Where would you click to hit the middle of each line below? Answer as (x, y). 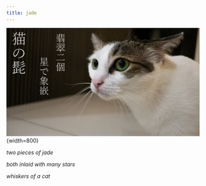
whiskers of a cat (28, 176)
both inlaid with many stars (41, 165)
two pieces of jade (30, 152)
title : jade (21, 13)
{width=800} (23, 141)
